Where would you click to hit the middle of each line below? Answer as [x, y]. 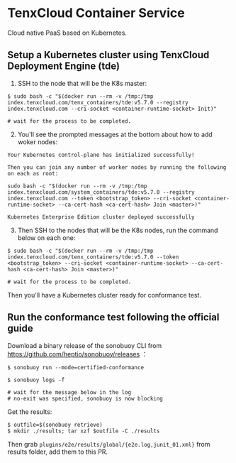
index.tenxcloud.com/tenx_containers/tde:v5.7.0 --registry [98, 102]
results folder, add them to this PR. [58, 452]
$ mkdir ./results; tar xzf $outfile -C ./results [84, 431]
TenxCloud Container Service [96, 13]
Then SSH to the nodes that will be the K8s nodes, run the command [118, 230]
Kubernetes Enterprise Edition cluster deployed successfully [101, 217]
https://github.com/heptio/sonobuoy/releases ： [78, 354]
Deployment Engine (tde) [64, 66]
